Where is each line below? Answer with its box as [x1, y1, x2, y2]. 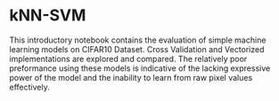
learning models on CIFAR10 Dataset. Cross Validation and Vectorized [9, 43, 265, 54]
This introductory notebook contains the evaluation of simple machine [9, 35, 267, 45]
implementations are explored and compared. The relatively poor [9, 53, 248, 64]
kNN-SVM [9, 5, 86, 26]
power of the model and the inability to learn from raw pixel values [9, 72, 253, 82]
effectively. [9, 82, 51, 92]
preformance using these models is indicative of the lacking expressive [9, 63, 271, 74]
